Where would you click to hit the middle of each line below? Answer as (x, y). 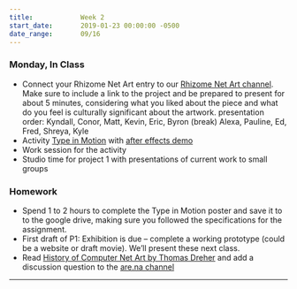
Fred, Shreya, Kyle (55, 131)
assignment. (44, 229)
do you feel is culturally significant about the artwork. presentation (143, 112)
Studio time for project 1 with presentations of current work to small (145, 159)
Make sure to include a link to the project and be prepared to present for (153, 93)
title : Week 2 (57, 17)
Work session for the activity (74, 149)
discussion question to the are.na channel (98, 267)
